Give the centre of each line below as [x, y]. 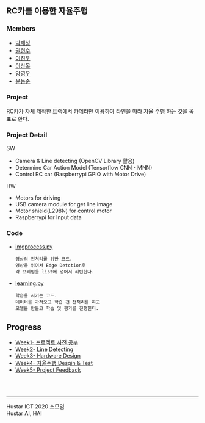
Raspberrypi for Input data [48, 217]
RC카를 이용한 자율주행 [47, 11]
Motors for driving [38, 198]
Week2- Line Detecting [44, 349]
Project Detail [27, 135]
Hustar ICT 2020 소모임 [36, 407]
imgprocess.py [34, 247]
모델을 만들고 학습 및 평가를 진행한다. [57, 308]
